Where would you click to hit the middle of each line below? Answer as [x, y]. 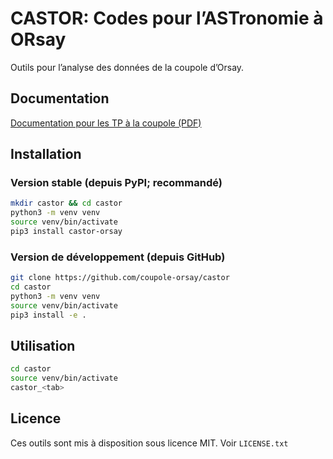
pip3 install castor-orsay [66, 232]
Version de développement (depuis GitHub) [118, 257]
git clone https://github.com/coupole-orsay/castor [120, 278]
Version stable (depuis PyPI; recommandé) [116, 183]
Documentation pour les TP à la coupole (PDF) [106, 123]
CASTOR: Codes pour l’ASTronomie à [167, 18]
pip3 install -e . [48, 315]
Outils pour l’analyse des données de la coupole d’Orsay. [127, 67]
